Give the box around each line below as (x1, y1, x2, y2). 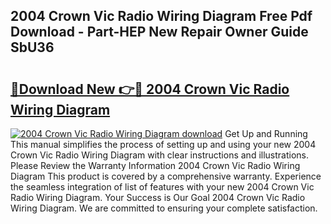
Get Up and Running (224, 128, 308, 139)
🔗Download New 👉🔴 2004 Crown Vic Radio (10, 80, 290, 98)
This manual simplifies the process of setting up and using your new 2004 (10, 139, 317, 150)
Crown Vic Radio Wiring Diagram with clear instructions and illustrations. (10, 149, 310, 161)
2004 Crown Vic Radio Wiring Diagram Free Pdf (10, 8, 313, 25)
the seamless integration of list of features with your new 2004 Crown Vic (10, 181, 315, 193)
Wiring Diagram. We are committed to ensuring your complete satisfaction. (10, 202, 318, 214)
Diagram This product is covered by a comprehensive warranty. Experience (10, 170, 322, 182)
